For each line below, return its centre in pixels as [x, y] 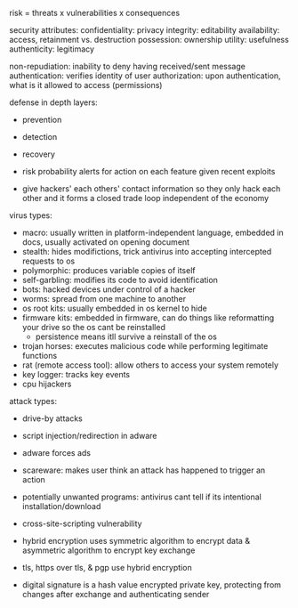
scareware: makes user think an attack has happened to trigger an [144, 470]
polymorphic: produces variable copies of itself [109, 270]
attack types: [33, 401]
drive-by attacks [52, 418]
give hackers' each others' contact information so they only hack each [151, 189]
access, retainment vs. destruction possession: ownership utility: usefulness [149, 40]
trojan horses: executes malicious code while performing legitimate [145, 346]
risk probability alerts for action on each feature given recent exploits [149, 171]
